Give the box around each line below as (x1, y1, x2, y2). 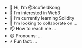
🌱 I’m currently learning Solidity (9, 15, 75, 21)
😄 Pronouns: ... (9, 33, 42, 39)
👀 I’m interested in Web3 (9, 10, 61, 16)
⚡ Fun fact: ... (9, 38, 37, 44)
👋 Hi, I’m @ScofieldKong (9, 5, 60, 10)
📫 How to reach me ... (9, 26, 56, 31)
